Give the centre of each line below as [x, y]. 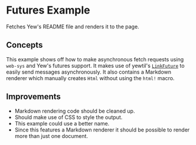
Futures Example [48, 10]
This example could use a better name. [62, 123]
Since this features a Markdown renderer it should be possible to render [102, 130]
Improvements [33, 97]
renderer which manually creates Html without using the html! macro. [90, 78]
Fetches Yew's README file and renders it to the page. [73, 27]
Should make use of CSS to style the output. [68, 117]
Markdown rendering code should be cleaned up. [75, 111]
